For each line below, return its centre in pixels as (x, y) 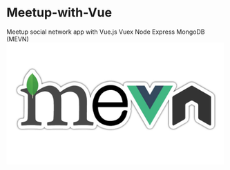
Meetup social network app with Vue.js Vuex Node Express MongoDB (106, 32)
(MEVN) (18, 39)
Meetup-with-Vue (59, 13)
